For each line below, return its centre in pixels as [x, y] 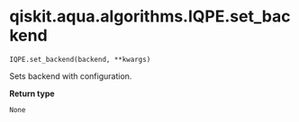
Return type [32, 93]
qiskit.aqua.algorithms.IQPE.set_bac [150, 17]
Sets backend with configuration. [71, 76]
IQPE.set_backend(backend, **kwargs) [80, 59]
